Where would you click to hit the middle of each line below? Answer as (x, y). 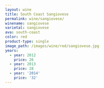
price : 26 (24, 60)
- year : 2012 (23, 55)
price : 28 (24, 69)
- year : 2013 (23, 64)
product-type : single (27, 42)
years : (12, 50)
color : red (16, 37)
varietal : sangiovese (27, 28)
